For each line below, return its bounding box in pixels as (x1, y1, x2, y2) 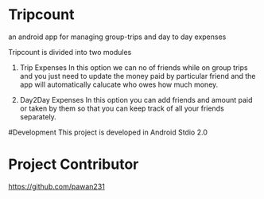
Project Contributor (8, 155, 139, 174)
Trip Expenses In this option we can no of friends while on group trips (19, 62, 248, 72)
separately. (19, 111, 57, 121)
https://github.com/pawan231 (8, 181, 105, 191)
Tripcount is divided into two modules (8, 47, 132, 57)
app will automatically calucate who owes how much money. (19, 80, 219, 89)
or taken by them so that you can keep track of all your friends (19, 103, 224, 113)
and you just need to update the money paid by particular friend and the (19, 71, 256, 80)
